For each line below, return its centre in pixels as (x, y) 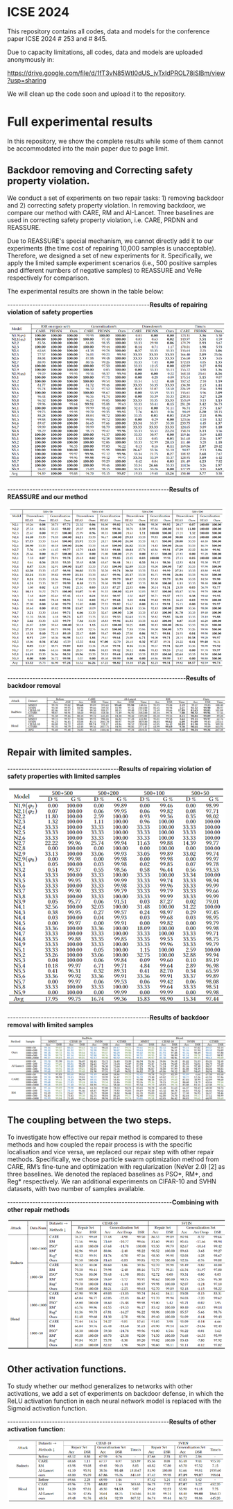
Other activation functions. (67, 1369)
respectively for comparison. (48, 278)
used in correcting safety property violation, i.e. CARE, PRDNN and (103, 220)
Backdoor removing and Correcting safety (100, 170)
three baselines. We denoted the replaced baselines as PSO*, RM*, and (110, 1174)
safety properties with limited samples (64, 776)
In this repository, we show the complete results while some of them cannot (115, 141)
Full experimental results (80, 122)
